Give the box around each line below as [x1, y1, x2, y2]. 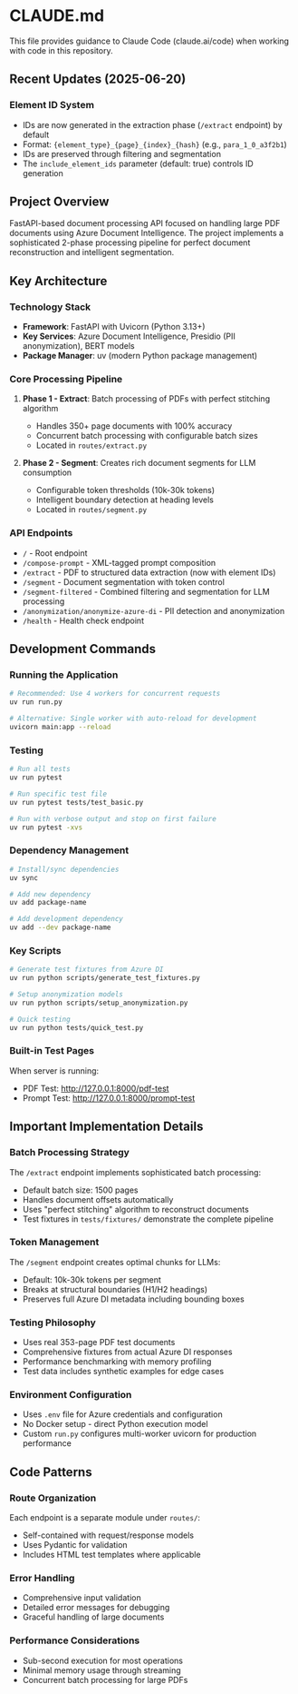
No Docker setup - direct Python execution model [22, 1419, 208, 1430]
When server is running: [9, 1065, 100, 1076]
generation [22, 167, 63, 178]
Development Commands [9, 641, 157, 657]
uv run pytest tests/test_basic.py [9, 797, 144, 807]
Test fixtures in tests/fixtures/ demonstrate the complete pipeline [22, 1214, 274, 1224]
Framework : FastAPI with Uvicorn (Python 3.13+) [22, 322, 206, 332]
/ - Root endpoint [22, 547, 88, 559]
